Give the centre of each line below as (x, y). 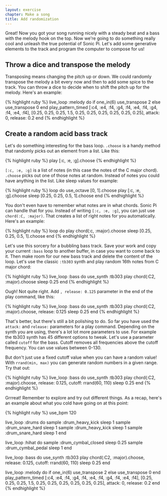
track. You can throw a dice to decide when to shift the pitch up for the (78, 87)
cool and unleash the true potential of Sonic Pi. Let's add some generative (81, 44)
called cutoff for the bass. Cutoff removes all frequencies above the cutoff (82, 342)
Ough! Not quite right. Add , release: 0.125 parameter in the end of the (79, 291)
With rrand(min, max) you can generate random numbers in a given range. (82, 363)
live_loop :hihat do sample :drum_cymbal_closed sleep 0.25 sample (74, 443)
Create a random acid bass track (56, 134)
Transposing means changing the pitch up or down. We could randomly (78, 77)
